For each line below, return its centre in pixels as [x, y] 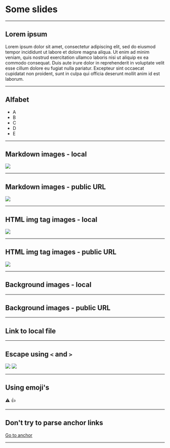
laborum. [15, 79]
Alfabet [17, 100]
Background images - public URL [58, 308]
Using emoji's [27, 388]
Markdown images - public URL [56, 187]
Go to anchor [19, 435]
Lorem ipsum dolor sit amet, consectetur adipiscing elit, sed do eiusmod [80, 46]
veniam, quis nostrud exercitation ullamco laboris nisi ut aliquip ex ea [77, 57]
